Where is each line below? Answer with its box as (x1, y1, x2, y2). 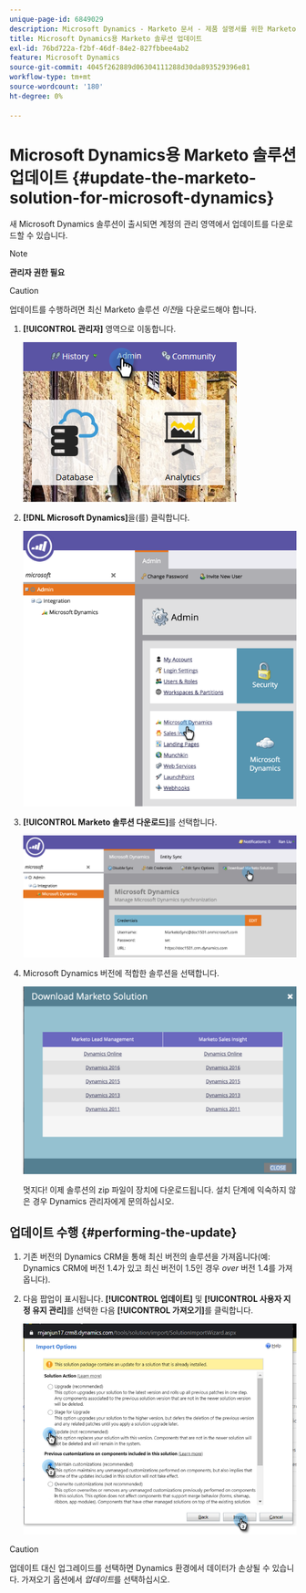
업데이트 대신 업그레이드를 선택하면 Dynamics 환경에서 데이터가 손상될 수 (9, 1563, 270, 1574)
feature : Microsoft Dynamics (9, 53, 120, 63)
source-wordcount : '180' (9, 82, 104, 91)
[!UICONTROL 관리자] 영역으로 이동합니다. (22, 324, 177, 335)
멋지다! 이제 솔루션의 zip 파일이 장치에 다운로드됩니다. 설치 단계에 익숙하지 (22, 1184, 287, 1195)
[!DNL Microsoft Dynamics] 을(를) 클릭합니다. (22, 512, 190, 524)
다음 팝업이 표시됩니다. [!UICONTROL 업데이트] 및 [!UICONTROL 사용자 (22, 1293, 282, 1304)
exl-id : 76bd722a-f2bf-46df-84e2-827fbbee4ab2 (9, 44, 189, 53)
